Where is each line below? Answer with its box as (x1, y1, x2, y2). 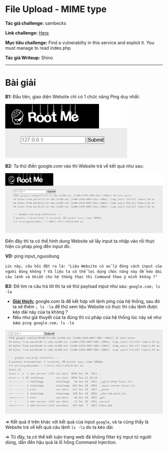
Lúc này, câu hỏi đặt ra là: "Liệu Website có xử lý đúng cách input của (5, 264, 162, 269)
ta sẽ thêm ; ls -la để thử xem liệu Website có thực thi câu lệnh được (12, 303, 158, 309)
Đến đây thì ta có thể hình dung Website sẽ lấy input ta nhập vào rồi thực (5, 238, 155, 244)
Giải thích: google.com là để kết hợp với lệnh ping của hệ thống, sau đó (12, 298, 160, 304)
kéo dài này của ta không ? (12, 309, 68, 315)
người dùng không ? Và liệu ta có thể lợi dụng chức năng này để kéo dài (5, 269, 162, 274)
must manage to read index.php (5, 45, 71, 51)
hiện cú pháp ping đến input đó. (5, 243, 71, 249)
